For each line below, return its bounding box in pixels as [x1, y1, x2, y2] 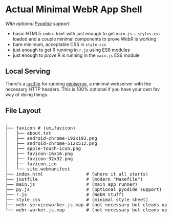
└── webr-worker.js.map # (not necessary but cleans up [5, 207, 167, 213]
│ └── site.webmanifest [5, 166, 71, 172]
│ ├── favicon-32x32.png [5, 156, 73, 162]
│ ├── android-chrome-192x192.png [5, 135, 97, 141]
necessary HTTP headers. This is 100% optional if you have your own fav [5, 86, 160, 92]
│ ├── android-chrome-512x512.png [5, 140, 97, 146]
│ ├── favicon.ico [5, 161, 57, 167]
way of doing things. [5, 91, 49, 98]
